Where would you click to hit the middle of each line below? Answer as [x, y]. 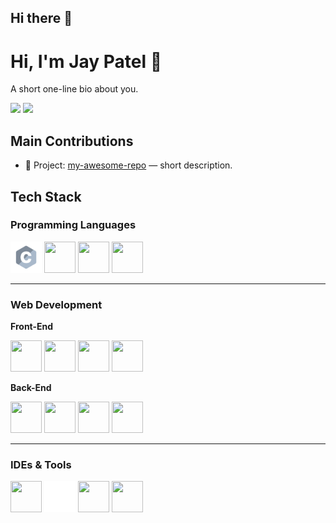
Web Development [56, 304]
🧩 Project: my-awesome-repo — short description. [128, 165]
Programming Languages [73, 225]
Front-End [32, 327]
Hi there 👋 [41, 18]
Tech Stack [46, 196]
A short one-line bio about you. [74, 89]
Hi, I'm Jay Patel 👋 [86, 61]
